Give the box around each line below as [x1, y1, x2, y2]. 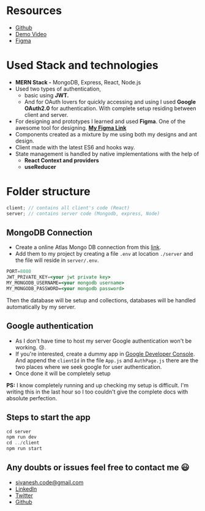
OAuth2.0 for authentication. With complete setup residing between [24, 105, 196, 112]
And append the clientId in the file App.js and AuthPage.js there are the [15, 356, 199, 364]
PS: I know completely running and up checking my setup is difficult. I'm [6, 381, 189, 389]
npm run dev [6, 434, 37, 441]
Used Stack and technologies [6, 59, 159, 72]
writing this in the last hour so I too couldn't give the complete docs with [6, 388, 188, 395]
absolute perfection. [6, 394, 58, 401]
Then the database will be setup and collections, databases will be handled [6, 296, 196, 304]
